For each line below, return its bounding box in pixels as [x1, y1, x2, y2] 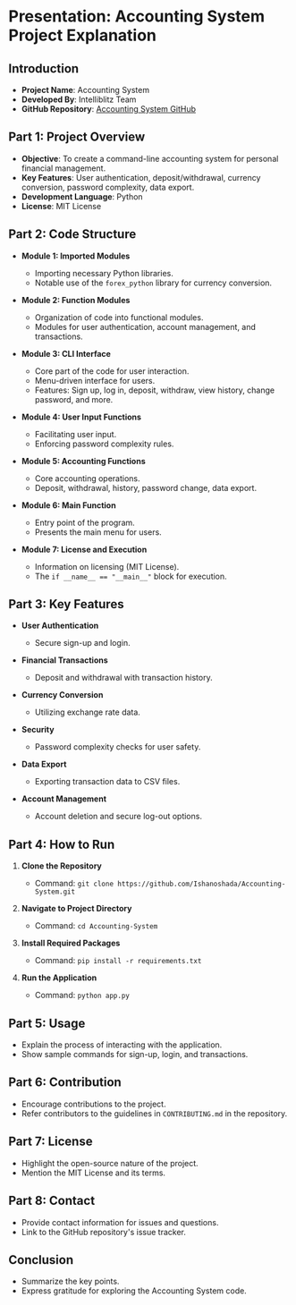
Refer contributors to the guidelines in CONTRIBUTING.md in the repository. [21, 1107, 288, 1119]
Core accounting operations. [34, 472, 140, 484]
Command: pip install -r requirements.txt [34, 955, 202, 966]
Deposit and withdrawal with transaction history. [34, 673, 213, 683]
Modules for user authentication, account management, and [34, 321, 257, 332]
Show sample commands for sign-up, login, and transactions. [21, 1049, 249, 1060]
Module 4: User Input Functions [21, 411, 142, 422]
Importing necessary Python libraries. [34, 267, 173, 278]
